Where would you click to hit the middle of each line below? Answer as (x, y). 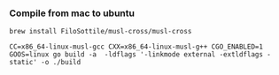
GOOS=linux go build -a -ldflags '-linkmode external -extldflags (136, 55)
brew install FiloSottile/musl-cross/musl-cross (101, 32)
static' (23, 63)
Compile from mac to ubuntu (72, 13)
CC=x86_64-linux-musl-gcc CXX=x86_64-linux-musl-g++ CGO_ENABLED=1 (136, 47)
